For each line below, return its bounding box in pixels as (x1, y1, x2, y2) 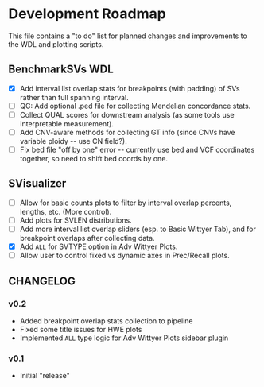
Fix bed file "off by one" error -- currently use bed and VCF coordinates (19, 145, 255, 154)
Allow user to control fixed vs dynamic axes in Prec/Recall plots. (19, 251, 230, 261)
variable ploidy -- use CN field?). (19, 137, 127, 145)
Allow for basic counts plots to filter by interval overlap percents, (19, 198, 232, 207)
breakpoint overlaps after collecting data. (19, 234, 155, 243)
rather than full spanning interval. (19, 92, 129, 102)
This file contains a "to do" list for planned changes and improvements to (8, 31, 248, 41)
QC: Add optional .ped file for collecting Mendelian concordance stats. (19, 101, 251, 110)
